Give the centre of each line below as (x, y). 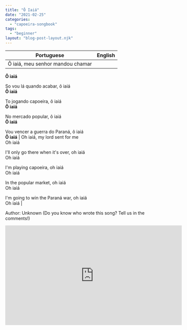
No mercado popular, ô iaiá (33, 116)
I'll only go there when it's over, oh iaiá (45, 152)
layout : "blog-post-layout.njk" (39, 38)
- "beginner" (23, 33)
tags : (11, 29)
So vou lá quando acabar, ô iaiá (38, 86)
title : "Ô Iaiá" (22, 10)
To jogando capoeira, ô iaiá (34, 101)
